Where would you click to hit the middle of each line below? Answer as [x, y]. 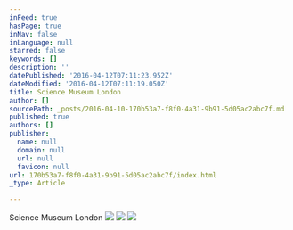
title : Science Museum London [65, 92]
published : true [39, 117]
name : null [37, 142]
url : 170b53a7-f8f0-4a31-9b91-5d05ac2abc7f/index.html [113, 175]
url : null [35, 158]
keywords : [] [33, 59]
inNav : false [33, 34]
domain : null [41, 150]
